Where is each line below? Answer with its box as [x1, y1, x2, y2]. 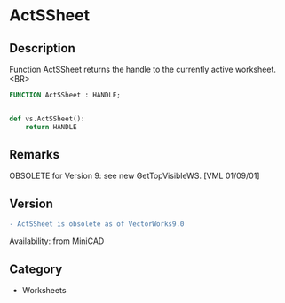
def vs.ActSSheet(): [9, 114, 86, 123]
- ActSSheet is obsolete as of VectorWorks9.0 [9, 220, 185, 229]
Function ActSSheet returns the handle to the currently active [9, 64, 234, 74]
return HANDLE [25, 122, 77, 131]
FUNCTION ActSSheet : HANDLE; [9, 90, 122, 99]
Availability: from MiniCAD [9, 236, 105, 246]
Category [9, 261, 63, 276]
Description [9, 41, 75, 56]
